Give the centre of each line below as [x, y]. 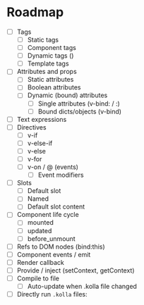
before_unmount [51, 238]
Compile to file [38, 278]
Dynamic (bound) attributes [67, 95]
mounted [40, 223]
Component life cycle [48, 215]
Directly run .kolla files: [52, 294]
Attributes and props [47, 72]
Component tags [52, 48]
